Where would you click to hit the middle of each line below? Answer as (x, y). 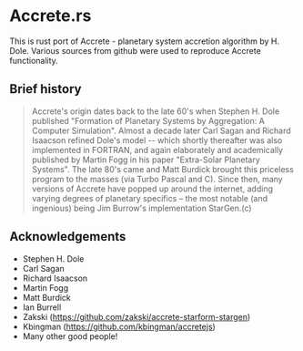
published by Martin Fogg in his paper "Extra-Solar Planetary (146, 160)
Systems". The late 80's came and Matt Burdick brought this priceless (162, 169)
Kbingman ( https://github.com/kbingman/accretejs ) (119, 326)
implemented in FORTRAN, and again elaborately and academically (157, 150)
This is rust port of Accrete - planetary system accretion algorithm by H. (145, 41)
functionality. (34, 60)
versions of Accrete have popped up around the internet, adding (152, 189)
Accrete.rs (50, 16)
